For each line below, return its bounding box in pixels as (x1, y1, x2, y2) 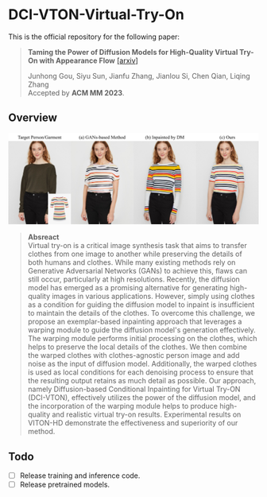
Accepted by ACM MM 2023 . (27, 87, 125, 97)
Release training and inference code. (19, 471, 141, 480)
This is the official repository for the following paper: (8, 32, 180, 41)
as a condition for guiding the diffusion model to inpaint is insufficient (27, 300, 255, 309)
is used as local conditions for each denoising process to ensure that (27, 367, 254, 377)
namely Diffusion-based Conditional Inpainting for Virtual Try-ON (27, 384, 241, 394)
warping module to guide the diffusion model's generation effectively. (27, 325, 256, 335)
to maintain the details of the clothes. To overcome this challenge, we (27, 309, 256, 318)
